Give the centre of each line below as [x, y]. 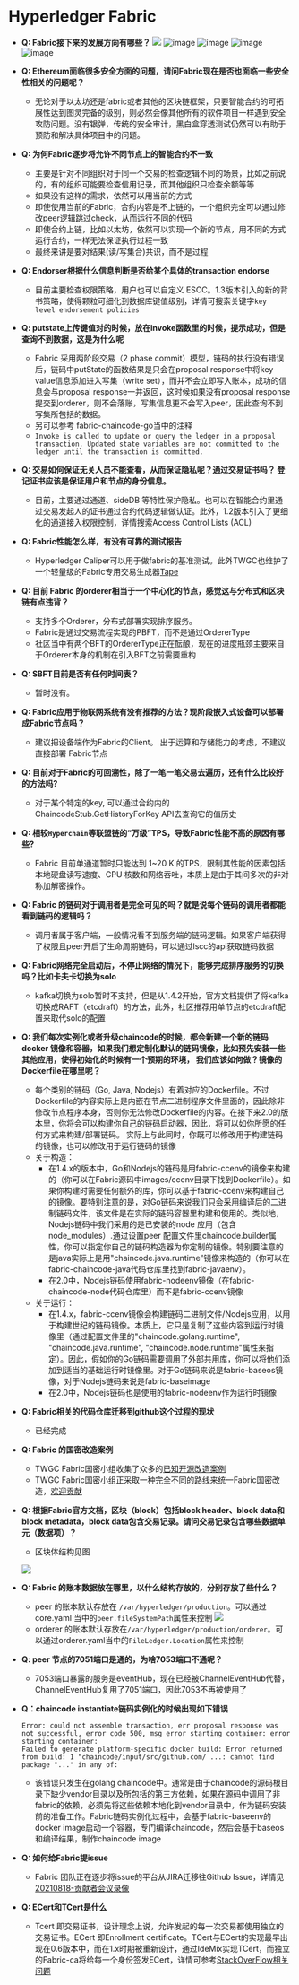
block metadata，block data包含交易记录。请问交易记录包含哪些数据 [149, 1521]
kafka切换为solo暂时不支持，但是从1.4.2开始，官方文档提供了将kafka [162, 995]
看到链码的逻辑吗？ [57, 916]
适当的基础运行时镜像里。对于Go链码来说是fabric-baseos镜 [174, 1370]
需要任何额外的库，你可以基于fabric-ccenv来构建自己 [186, 1190]
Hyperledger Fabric [83, 17]
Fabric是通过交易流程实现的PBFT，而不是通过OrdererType [142, 632]
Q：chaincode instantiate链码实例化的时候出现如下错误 [125, 1708]
